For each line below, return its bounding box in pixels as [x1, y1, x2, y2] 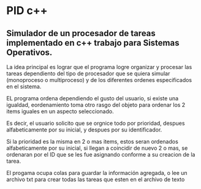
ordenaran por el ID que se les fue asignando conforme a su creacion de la [6, 151, 195, 158]
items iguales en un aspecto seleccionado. [6, 108, 115, 115]
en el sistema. [6, 83, 42, 90]
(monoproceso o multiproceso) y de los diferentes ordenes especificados [6, 76, 192, 83]
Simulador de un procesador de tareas [6, 28, 156, 39]
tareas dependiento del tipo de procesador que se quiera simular [6, 70, 170, 77]
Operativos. [6, 47, 53, 57]
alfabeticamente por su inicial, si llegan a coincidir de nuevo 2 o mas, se [6, 144, 188, 152]
